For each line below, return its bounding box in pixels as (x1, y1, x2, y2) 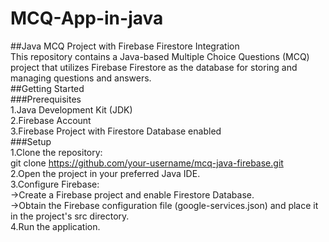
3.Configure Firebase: (10, 178, 100, 190)
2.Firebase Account (10, 114, 92, 126)
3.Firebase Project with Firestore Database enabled (10, 125, 222, 137)
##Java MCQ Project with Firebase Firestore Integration (10, 40, 240, 52)
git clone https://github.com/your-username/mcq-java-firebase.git (10, 157, 284, 169)
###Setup (10, 135, 52, 147)
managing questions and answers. (10, 72, 152, 84)
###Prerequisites (10, 93, 82, 105)
